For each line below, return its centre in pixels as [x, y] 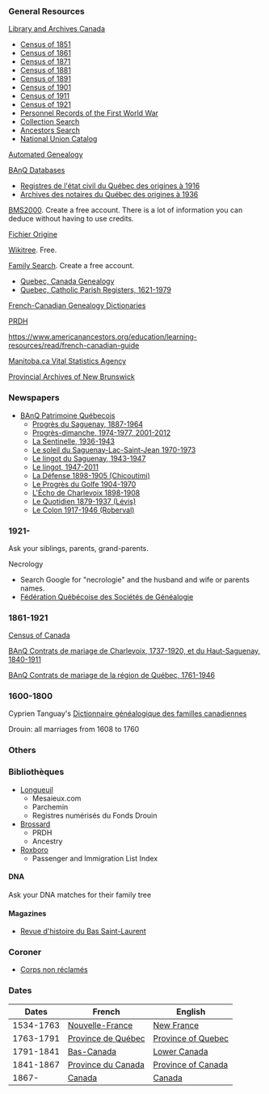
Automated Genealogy [46, 154]
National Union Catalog [59, 139]
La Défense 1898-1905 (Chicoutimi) [91, 475]
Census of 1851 [45, 44]
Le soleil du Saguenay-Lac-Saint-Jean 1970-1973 [114, 449]
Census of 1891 [45, 79]
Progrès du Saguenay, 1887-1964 [88, 424]
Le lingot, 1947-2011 [65, 467]
